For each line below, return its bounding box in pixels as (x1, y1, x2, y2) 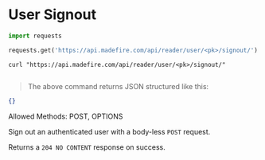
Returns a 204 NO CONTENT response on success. (8, 142, 166, 152)
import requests (8, 32, 62, 40)
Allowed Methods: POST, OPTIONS (8, 111, 123, 121)
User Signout (8, 6, 97, 24)
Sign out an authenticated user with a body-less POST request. (8, 127, 211, 136)
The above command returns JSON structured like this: (27, 81, 209, 91)
